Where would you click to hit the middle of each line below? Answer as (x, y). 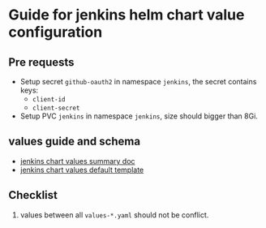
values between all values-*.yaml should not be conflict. (114, 215)
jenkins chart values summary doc (77, 161)
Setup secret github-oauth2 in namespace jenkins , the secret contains (138, 82)
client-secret (56, 108)
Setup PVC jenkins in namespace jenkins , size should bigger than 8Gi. (139, 116)
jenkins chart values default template (82, 170)
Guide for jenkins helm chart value (127, 15)
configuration (56, 32)
